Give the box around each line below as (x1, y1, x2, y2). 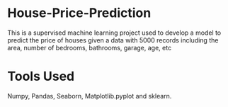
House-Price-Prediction (7, 5, 152, 21)
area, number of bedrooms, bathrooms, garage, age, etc (7, 43, 172, 52)
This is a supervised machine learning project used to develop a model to (7, 28, 222, 37)
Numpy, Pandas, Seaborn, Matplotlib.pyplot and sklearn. (7, 91, 172, 100)
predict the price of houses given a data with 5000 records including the (7, 35, 219, 44)
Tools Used (7, 69, 75, 84)
